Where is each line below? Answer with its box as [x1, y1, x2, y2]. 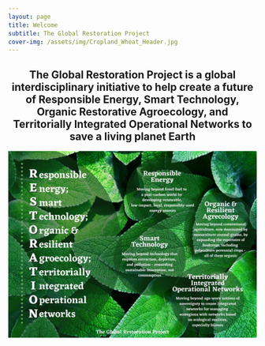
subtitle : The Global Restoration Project [8, 29, 150, 37]
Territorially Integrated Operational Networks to [13, 117, 252, 130]
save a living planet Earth [69, 130, 196, 143]
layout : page [8, 13, 51, 21]
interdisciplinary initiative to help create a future [11, 80, 254, 94]
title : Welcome [8, 21, 58, 29]
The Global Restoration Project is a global [28, 68, 237, 81]
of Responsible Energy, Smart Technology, [25, 92, 240, 106]
